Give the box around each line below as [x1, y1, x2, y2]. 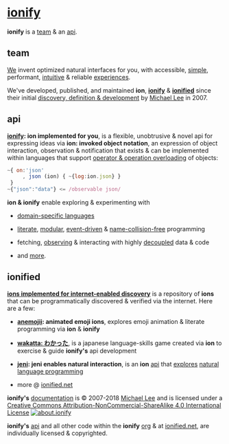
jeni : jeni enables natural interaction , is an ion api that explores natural [16, 360, 219, 368]
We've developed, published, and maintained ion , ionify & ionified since [7, 86, 211, 94]
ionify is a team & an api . [7, 27, 77, 36]
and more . [16, 252, 47, 260]
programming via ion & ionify [16, 325, 101, 333]
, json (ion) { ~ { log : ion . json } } [22, 173, 121, 180]
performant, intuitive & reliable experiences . [7, 73, 131, 81]
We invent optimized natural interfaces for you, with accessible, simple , [7, 65, 209, 73]
